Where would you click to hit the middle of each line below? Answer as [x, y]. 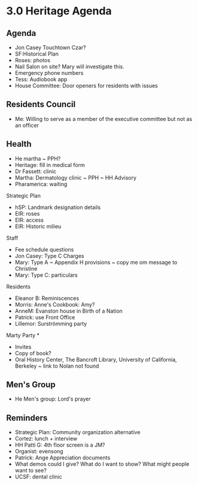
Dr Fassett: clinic [36, 171]
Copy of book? [33, 353]
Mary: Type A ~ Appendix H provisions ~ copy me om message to [96, 262]
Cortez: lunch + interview [46, 439]
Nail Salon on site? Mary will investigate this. [69, 66]
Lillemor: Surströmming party [51, 323]
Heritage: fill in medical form [50, 165]
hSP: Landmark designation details [58, 207]
